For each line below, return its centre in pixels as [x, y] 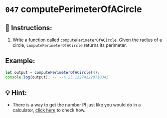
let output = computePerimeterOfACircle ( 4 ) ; [52, 72]
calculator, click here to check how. [49, 110]
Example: [20, 61]
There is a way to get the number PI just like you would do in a [77, 105]
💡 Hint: [16, 93]
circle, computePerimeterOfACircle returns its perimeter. [69, 45]
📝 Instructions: [29, 28]
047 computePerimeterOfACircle [73, 9]
